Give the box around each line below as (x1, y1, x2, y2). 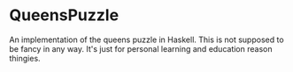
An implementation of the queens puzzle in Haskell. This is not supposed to (9, 34, 285, 45)
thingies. (9, 53, 42, 63)
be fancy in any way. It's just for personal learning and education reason (9, 43, 273, 54)
